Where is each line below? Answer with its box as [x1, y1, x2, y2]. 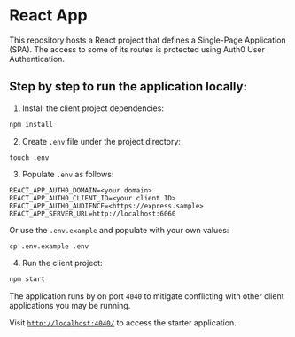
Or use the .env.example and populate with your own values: [9, 224, 229, 235]
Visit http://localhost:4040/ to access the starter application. [9, 317, 237, 328]
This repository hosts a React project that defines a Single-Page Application [9, 35, 286, 45]
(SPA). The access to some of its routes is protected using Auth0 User [9, 43, 266, 54]
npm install [9, 120, 53, 129]
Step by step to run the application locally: [9, 79, 248, 94]
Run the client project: [21, 257, 104, 268]
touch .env [9, 153, 50, 162]
